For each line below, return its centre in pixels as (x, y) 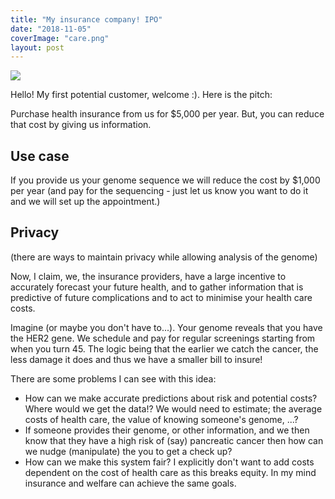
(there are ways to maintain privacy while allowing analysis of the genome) (164, 257)
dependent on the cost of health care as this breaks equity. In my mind (170, 472)
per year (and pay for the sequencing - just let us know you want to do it (159, 191)
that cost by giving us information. (81, 125)
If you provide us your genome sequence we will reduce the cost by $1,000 (165, 180)
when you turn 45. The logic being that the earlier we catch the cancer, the (164, 348)
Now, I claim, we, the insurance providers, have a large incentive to (148, 276)
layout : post (37, 47)
